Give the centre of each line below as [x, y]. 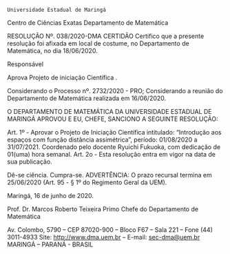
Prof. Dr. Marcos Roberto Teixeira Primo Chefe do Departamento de [103, 209]
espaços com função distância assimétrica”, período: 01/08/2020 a [102, 139]
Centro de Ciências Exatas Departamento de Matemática [88, 23]
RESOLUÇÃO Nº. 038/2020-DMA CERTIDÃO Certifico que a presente [106, 36]
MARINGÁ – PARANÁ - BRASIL [50, 244]
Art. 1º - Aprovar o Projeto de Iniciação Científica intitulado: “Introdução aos [114, 132]
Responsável [25, 64]
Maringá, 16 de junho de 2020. [51, 196]
